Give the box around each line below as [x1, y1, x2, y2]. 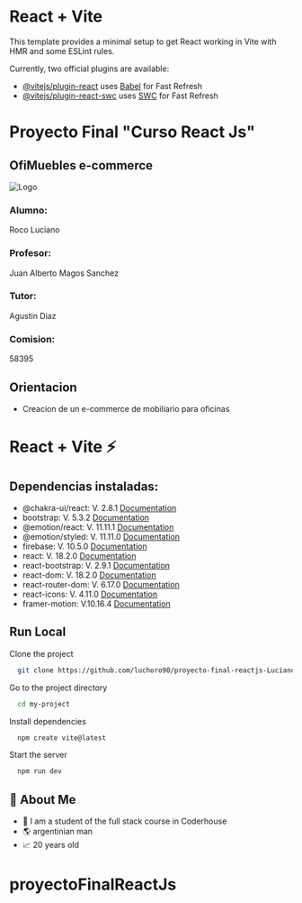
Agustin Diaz [9, 310, 57, 321]
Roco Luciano [9, 224, 60, 235]
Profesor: [9, 247, 52, 260]
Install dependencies [9, 716, 87, 726]
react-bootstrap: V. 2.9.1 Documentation [22, 560, 171, 570]
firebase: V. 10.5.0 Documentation [22, 541, 147, 552]
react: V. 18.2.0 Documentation [22, 550, 137, 561]
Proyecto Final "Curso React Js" [9, 122, 256, 142]
